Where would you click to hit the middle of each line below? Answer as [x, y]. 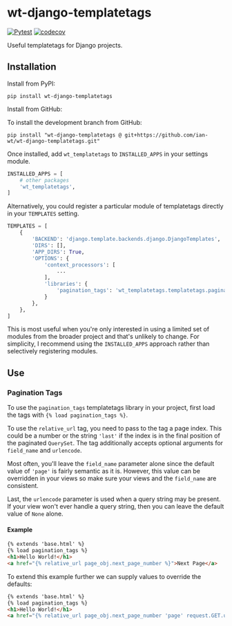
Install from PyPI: [31, 84]
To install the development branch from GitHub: [75, 122]
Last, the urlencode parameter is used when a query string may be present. [114, 499]
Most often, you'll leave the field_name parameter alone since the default [111, 464]
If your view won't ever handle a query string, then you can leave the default [116, 507]
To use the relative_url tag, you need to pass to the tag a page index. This [115, 429]
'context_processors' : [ [80, 265]
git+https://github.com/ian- [166, 135]
